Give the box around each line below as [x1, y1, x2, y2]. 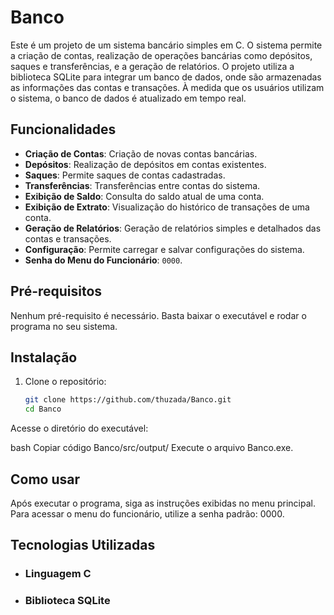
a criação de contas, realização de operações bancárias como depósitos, [10, 49, 313, 61]
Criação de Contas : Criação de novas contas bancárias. [24, 147, 258, 160]
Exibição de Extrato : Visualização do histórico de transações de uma [24, 201, 310, 213]
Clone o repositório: [24, 376, 107, 388]
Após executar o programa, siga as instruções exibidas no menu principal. [10, 497, 316, 509]
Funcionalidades [10, 121, 117, 138]
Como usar [10, 471, 81, 488]
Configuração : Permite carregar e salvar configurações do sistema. [24, 243, 305, 255]
